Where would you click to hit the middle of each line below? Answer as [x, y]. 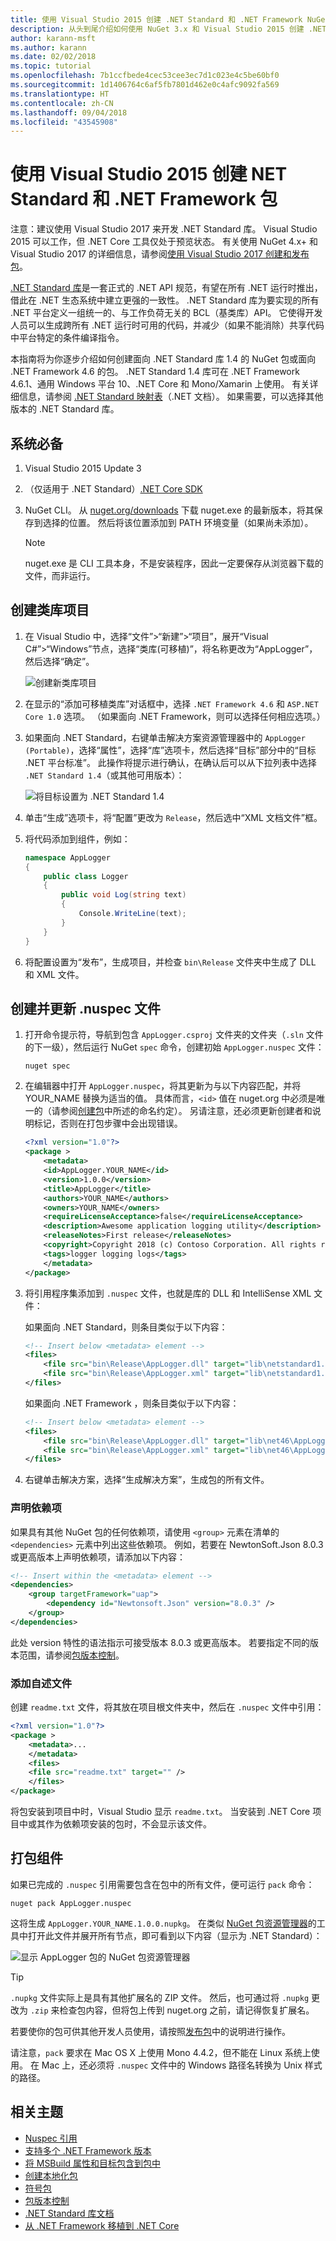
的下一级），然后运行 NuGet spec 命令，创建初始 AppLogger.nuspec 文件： [174, 1047]
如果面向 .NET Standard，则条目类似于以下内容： [126, 1327]
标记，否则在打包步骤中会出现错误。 [108, 1123]
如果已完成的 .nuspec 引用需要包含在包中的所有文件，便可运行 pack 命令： [162, 1884]
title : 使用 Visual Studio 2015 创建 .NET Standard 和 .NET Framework [156, 19]
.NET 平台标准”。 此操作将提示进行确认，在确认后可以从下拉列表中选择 [170, 762]
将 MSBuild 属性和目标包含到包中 [93, 2163]
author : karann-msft [53, 38]
